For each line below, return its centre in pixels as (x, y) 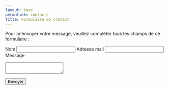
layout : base (19, 10)
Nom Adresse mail (55, 49)
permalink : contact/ (27, 15)
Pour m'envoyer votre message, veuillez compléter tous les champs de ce (83, 34)
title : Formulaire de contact (37, 19)
